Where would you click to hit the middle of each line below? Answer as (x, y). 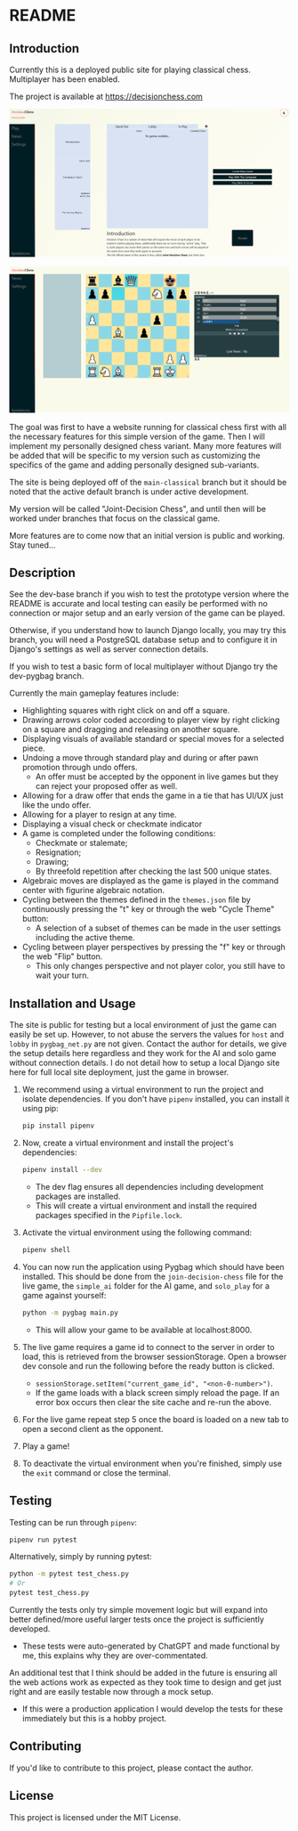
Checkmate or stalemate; (81, 843)
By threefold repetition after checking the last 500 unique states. (153, 871)
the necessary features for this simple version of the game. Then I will (137, 436)
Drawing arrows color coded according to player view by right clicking (151, 720)
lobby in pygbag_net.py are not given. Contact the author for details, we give (148, 1044)
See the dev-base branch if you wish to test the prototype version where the (149, 594)
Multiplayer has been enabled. (64, 79)
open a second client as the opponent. (93, 1428)
